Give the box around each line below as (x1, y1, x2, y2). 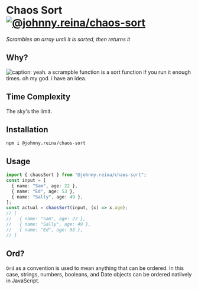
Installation (6, 125, 48, 135)
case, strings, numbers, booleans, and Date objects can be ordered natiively (6, 271, 192, 278)
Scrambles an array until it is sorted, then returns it (6, 35, 131, 43)
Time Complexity (6, 92, 71, 102)
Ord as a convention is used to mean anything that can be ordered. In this (6, 264, 184, 272)
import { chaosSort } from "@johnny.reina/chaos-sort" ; (6, 172, 147, 178)
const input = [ (6, 178, 46, 184)
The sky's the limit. (6, 107, 52, 115)
